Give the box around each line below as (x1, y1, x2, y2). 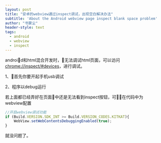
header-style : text (5, 25, 45, 30)
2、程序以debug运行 (5, 83, 46, 90)
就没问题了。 (5, 133, 31, 139)
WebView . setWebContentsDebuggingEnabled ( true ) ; (14, 119, 112, 124)
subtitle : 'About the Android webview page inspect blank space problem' (5, 16, 158, 21)
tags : (5, 30, 16, 34)
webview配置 (5, 100, 32, 106)
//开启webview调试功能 (5, 110, 47, 114)
